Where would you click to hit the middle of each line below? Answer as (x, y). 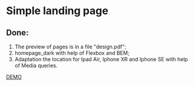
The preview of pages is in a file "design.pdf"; (70, 47)
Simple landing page (57, 11)
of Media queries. (36, 65)
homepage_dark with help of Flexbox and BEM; (72, 53)
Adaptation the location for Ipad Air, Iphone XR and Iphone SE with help (101, 59)
